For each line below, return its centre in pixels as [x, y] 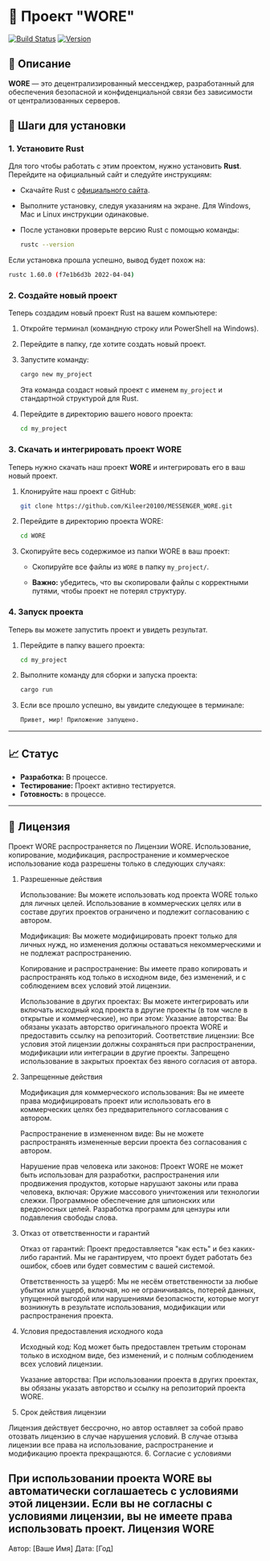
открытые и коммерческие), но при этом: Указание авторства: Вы [134, 1018]
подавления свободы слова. [69, 1217]
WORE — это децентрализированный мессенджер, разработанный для [131, 83]
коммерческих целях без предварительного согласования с [124, 1109]
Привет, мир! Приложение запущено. [80, 720]
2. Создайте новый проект [63, 295]
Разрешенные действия [61, 879]
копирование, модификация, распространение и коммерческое [119, 855]
